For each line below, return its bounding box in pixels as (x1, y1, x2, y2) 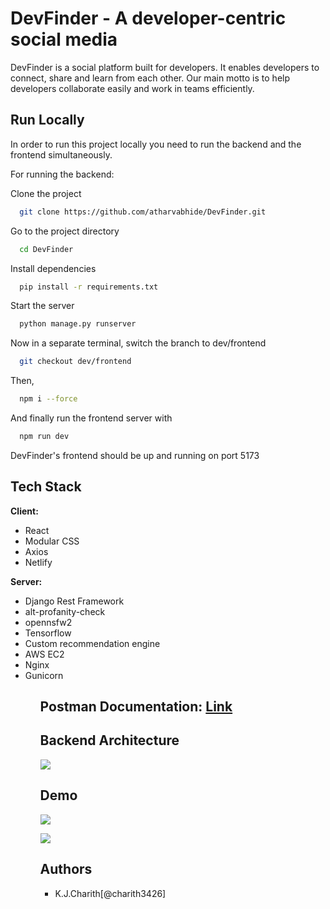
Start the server (10, 300, 75, 312)
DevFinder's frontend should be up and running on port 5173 (10, 449, 260, 461)
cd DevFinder (19, 244, 74, 254)
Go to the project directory (10, 225, 120, 237)
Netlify (24, 556, 53, 568)
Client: (10, 505, 39, 517)
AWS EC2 (24, 648, 65, 660)
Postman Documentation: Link (39, 698, 233, 716)
